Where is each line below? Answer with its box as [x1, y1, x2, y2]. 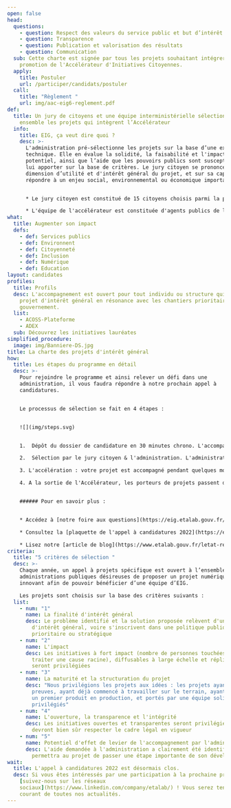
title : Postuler [19, 74, 67, 81]
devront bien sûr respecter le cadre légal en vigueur [32, 727, 192, 734]
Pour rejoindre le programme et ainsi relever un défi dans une [19, 374, 208, 381]
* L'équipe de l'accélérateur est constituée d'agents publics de [25, 207, 220, 214]
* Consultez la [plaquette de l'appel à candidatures [19, 528, 177, 536]
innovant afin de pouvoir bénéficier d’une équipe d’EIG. [19, 579, 189, 586]
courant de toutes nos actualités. [19, 790, 122, 798]
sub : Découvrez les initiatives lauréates [13, 329, 137, 336]
